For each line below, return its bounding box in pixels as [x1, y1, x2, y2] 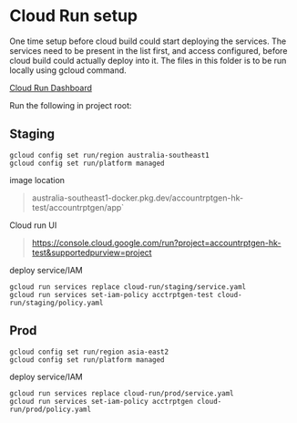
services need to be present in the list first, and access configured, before [9, 45, 288, 56]
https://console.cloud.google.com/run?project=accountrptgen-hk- [31, 237, 282, 248]
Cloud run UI [9, 220, 57, 231]
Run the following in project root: [9, 99, 132, 110]
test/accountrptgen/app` [31, 201, 125, 212]
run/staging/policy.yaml [9, 298, 104, 307]
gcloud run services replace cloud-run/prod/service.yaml [9, 388, 234, 397]
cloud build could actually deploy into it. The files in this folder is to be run [9, 55, 287, 66]
